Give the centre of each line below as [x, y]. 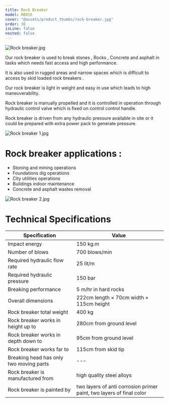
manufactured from [31, 378]
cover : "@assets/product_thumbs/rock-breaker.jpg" [59, 19]
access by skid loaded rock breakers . [45, 78]
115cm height [93, 304]
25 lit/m [86, 263]
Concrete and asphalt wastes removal [52, 189]
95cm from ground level [105, 338]
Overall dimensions [30, 300]
